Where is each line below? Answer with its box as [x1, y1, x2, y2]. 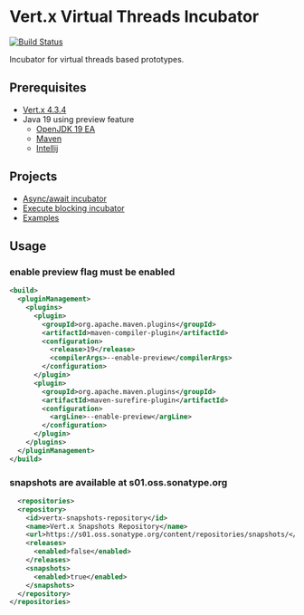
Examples [22, 212, 60, 223]
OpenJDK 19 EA [35, 123, 96, 134]
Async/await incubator [22, 193, 107, 204]
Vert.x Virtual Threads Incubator [9, 6, 260, 27]
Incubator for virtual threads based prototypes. [9, 53, 185, 64]
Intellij [35, 142, 59, 153]
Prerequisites [9, 80, 87, 96]
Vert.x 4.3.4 [22, 104, 67, 115]
